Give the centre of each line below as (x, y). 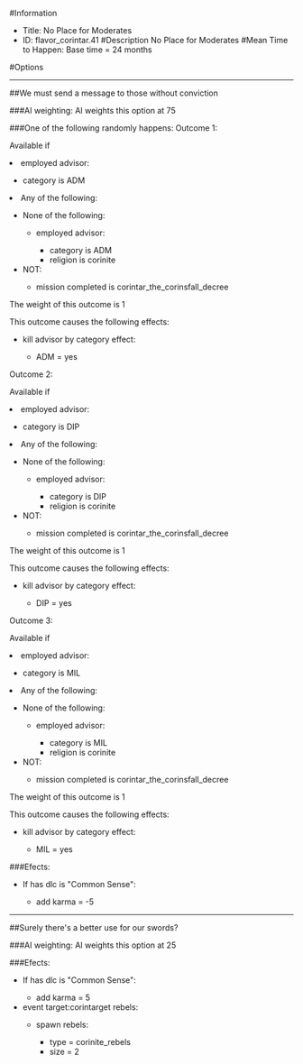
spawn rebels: (62, 1024)
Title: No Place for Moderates (77, 30)
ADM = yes (57, 357)
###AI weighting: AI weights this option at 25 (93, 945)
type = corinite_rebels (90, 1042)
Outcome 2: (31, 374)
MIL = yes (55, 849)
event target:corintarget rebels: (80, 1007)
